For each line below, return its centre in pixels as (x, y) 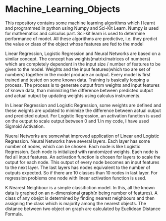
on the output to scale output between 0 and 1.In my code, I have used (77, 121)
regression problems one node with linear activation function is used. (76, 178)
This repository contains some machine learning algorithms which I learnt (80, 23)
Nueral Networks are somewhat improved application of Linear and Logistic (82, 136)
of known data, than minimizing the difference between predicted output (79, 90)
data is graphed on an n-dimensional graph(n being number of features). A (81, 193)
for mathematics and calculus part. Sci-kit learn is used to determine (75, 33)
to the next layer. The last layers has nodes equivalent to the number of (78, 167)
